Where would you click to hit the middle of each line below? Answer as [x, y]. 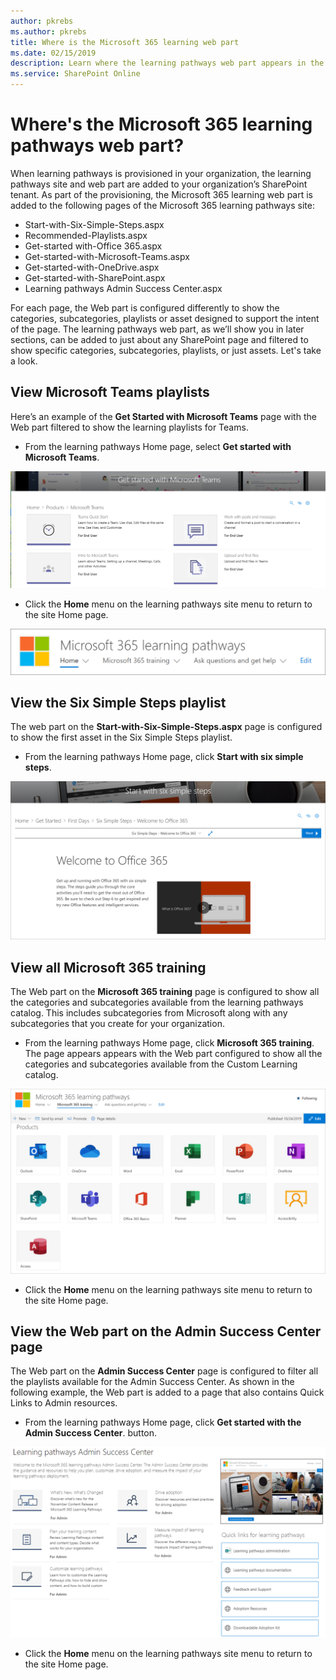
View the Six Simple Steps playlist [118, 702]
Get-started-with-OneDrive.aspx [92, 267]
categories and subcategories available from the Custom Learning [161, 1064]
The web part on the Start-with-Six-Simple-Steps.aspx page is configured [166, 727]
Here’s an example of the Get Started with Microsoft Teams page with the [163, 416]
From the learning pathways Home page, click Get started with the [163, 1422]
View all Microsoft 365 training [108, 967]
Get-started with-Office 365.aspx [93, 246]
